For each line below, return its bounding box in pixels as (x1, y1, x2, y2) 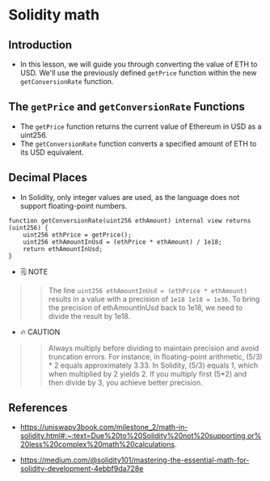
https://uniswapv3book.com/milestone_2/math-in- (19, 423, 188, 432)
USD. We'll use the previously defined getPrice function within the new (19, 68, 257, 78)
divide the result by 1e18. (48, 311, 131, 321)
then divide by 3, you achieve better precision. (48, 377, 204, 387)
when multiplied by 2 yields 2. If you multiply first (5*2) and (48, 368, 247, 378)
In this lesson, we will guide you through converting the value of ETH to (19, 59, 258, 69)
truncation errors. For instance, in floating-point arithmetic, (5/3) (48, 351, 263, 361)
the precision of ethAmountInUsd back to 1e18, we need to (48, 302, 243, 313)
